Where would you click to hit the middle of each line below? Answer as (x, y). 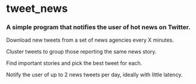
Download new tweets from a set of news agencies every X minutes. (90, 40)
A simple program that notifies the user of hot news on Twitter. (99, 27)
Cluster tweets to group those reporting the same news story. (81, 52)
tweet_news (37, 9)
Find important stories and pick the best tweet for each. (74, 63)
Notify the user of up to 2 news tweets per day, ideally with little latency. (94, 75)
